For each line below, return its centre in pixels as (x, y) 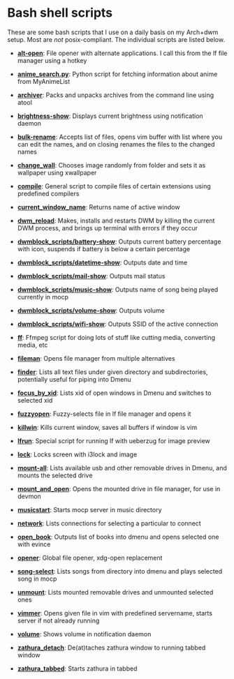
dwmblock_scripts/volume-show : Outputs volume (91, 310)
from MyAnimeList (44, 81)
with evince (34, 544)
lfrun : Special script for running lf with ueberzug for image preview (114, 440)
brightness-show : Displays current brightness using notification (110, 116)
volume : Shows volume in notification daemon (84, 634)
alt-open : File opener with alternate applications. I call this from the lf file (122, 53)
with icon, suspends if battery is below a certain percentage (104, 248)
